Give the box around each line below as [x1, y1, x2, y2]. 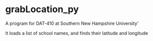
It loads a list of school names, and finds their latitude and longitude [5, 30, 148, 36]
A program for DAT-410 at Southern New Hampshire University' [5, 20, 139, 26]
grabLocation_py [5, 4, 79, 15]
